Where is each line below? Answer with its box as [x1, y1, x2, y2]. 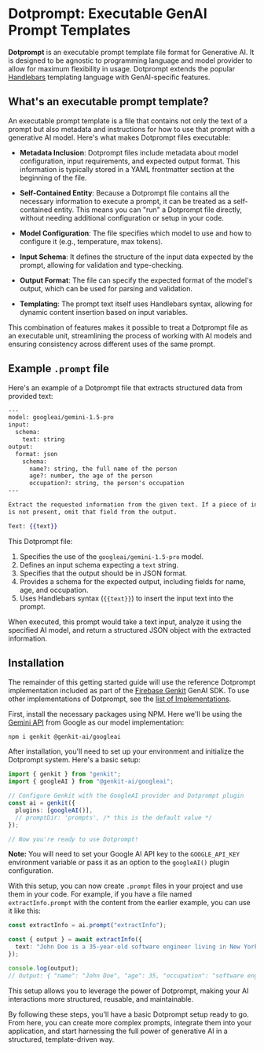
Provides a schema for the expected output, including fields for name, [19, 576, 246, 586]
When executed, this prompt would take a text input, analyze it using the [8, 617, 242, 626]
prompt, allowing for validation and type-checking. [19, 260, 184, 269]
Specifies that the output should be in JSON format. [19, 568, 187, 578]
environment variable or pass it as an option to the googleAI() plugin [8, 857, 230, 868]
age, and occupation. [19, 585, 89, 594]
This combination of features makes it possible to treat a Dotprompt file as [8, 323, 248, 332]
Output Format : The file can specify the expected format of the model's [19, 276, 253, 285]
